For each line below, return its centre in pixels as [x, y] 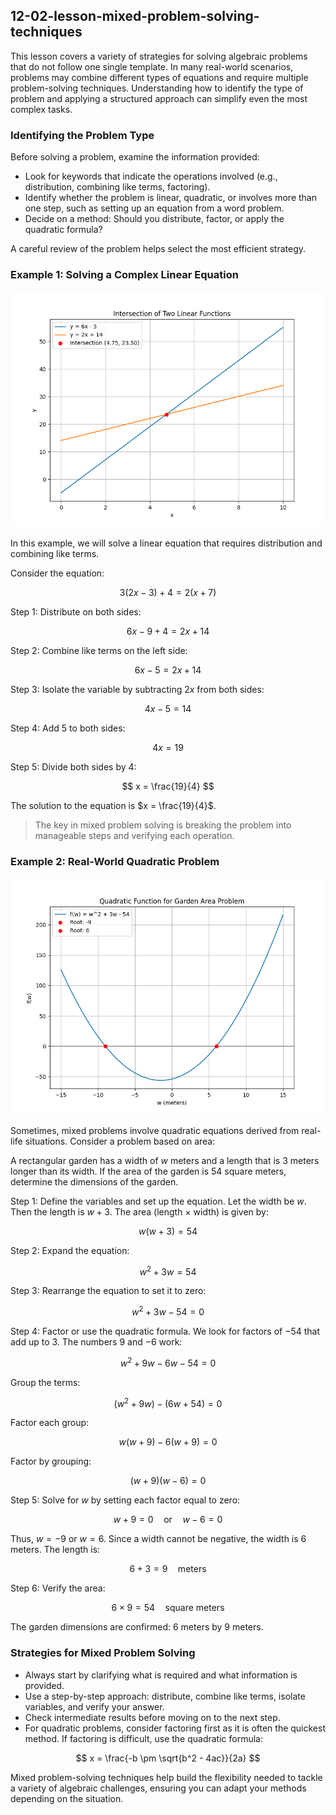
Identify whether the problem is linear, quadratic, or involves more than [170, 198]
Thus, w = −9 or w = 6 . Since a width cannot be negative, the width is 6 [158, 1539]
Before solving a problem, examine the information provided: [135, 157]
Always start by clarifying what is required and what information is [161, 1675]
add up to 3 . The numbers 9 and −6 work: [96, 1342]
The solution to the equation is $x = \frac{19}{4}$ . [113, 806]
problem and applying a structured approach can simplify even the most [159, 98]
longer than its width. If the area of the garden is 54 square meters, [148, 1171]
